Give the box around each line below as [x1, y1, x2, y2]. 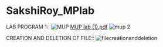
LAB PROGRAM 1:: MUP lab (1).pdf [6, 23, 108, 30]
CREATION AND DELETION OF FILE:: [6, 34, 95, 41]
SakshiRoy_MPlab [6, 4, 95, 17]
